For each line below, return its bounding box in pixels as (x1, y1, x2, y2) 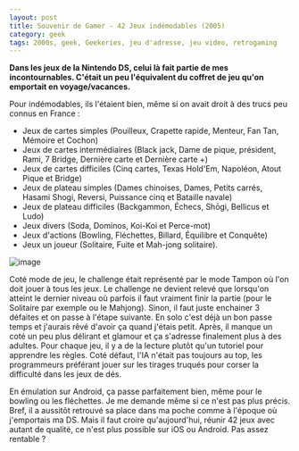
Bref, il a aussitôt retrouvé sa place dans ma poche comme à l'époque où (9, 405, 278, 416)
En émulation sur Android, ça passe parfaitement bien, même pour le (9, 386, 262, 397)
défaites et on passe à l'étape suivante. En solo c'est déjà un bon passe (9, 312, 272, 322)
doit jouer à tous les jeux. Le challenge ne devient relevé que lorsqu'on (9, 283, 270, 295)
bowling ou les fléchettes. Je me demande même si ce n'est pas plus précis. (9, 396, 291, 406)
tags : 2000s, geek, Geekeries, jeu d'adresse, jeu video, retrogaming (9, 38, 278, 47)
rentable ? (9, 434, 46, 445)
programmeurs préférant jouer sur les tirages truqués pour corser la (9, 359, 259, 371)
